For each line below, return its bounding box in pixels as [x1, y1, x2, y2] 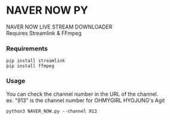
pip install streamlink [6, 58, 66, 64]
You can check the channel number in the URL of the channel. [6, 90, 158, 97]
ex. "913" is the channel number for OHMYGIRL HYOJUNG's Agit [6, 96, 165, 104]
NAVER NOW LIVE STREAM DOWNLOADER [6, 23, 113, 30]
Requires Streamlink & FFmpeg [6, 29, 82, 36]
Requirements [6, 44, 48, 52]
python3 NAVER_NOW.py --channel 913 [6, 108, 97, 114]
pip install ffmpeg [6, 63, 55, 69]
